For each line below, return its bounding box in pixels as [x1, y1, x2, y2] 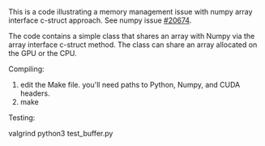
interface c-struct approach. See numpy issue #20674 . [8, 15, 192, 25]
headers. [19, 88, 50, 98]
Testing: [8, 113, 36, 122]
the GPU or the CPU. [8, 49, 77, 58]
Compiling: [8, 64, 45, 74]
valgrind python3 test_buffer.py [8, 129, 113, 138]
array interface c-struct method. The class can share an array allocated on [8, 40, 258, 49]
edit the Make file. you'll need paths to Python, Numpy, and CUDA [19, 80, 241, 89]
